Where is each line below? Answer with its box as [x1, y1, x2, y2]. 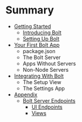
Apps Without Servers [22, 60, 77, 67]
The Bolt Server [22, 54, 61, 61]
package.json [22, 47, 56, 54]
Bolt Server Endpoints [22, 97, 76, 104]
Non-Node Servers [22, 66, 69, 73]
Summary [5, 4, 54, 17]
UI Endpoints [31, 103, 63, 110]
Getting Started [13, 23, 51, 30]
